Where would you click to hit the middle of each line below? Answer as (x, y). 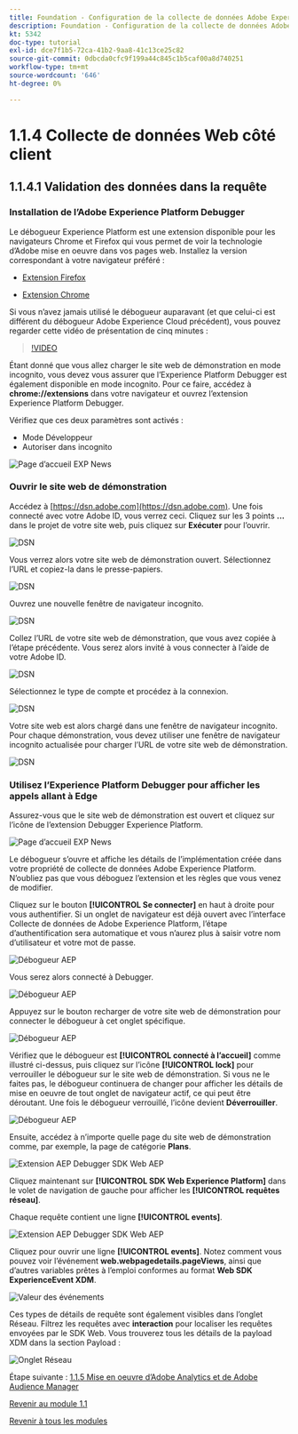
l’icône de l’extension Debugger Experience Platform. (106, 825)
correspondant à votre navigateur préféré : (87, 260)
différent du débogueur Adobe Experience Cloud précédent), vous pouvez (145, 321)
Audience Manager (44, 1387)
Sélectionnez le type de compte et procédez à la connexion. (119, 691)
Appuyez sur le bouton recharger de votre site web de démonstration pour (145, 1012)
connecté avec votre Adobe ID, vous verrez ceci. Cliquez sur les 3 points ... (147, 516)
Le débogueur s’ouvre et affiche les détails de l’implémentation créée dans (145, 860)
